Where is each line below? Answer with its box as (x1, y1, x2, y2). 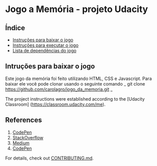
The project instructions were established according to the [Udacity (5, 96, 145, 102)
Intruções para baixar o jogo (5, 62, 95, 71)
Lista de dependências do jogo (12, 48, 77, 53)
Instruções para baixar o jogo (12, 37, 74, 43)
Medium (12, 140, 30, 146)
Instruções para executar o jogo (12, 42, 79, 48)
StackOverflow (12, 134, 44, 140)
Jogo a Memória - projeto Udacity (5, 4, 148, 15)
